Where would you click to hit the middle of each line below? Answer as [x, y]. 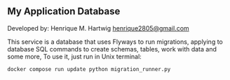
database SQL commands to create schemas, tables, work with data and [112, 49]
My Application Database [64, 11]
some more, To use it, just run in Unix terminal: [74, 56]
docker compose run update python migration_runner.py [89, 69]
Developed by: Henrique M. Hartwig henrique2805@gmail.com [98, 28]
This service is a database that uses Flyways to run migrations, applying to [115, 42]
